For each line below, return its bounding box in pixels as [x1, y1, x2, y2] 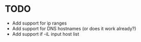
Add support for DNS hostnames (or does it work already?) [12, 25, 136, 31]
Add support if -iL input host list [12, 31, 80, 37]
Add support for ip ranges [12, 20, 67, 26]
